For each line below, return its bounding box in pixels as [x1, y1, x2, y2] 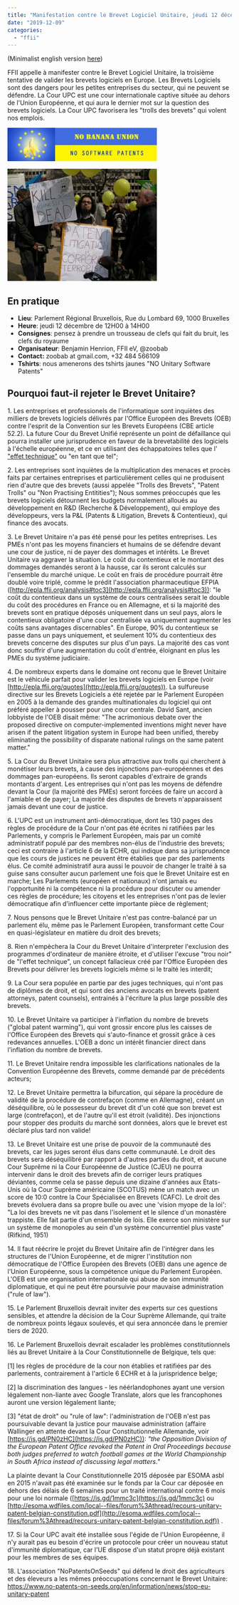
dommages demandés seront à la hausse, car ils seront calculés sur [7, 563, 207, 571]
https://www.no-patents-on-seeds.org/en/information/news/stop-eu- [7, 1581, 211, 1590]
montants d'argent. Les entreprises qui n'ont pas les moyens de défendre [7, 779, 223, 788]
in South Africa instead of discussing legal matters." [7, 1457, 161, 1465]
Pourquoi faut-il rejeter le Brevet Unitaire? [7, 388, 196, 400]
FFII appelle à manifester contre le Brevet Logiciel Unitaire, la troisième [7, 68, 215, 77]
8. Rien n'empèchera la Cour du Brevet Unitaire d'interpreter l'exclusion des [7, 942, 229, 950]
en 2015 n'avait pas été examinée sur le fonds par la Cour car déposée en [7, 1478, 224, 1487]
